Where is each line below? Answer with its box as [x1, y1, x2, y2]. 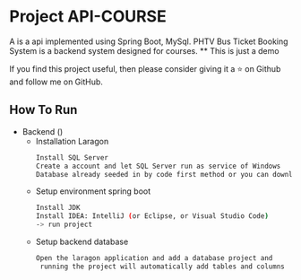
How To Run [9, 102, 78, 118]
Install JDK [35, 204, 81, 213]
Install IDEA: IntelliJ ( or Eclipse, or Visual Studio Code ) [35, 212, 269, 221]
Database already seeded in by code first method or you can [35, 170, 269, 179]
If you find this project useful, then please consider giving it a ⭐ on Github [9, 63, 281, 74]
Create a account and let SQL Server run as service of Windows [35, 162, 281, 171]
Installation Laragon [35, 136, 109, 146]
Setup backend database [35, 236, 129, 247]
